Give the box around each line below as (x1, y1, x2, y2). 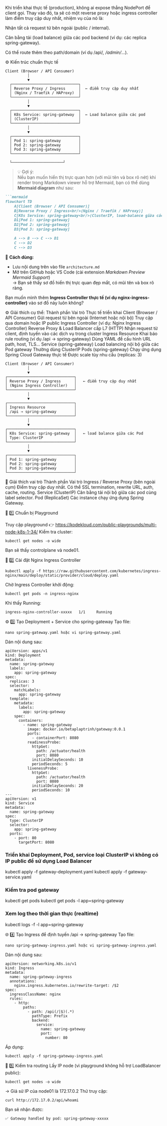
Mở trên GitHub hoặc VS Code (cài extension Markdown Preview (12, 269, 145, 275)
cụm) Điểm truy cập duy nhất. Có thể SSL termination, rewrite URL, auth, (5, 484, 154, 490)
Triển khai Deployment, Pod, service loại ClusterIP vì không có (5, 851, 159, 858)
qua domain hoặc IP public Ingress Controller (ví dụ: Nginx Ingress (5, 320, 141, 326)
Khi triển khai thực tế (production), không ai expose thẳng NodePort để (5, 5, 151, 10)
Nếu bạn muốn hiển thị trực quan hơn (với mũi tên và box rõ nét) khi (17, 174, 156, 180)
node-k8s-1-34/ (5, 528, 38, 534)
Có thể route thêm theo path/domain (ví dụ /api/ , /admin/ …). (5, 50, 128, 55)
